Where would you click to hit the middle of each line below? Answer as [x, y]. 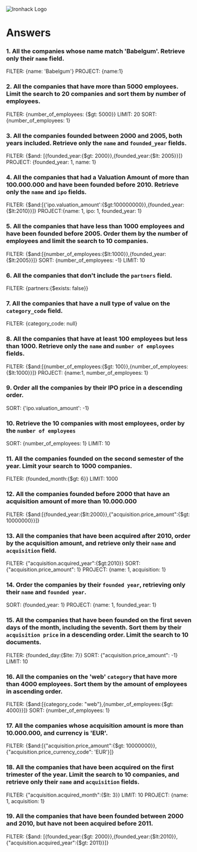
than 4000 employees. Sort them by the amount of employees [97, 684]
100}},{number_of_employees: [151, 366]
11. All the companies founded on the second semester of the [95, 459]
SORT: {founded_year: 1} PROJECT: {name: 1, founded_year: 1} [81, 605]
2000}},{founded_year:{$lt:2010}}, [136, 836]
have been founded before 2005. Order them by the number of [97, 234]
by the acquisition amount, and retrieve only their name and [91, 543]
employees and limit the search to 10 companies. [77, 241]
